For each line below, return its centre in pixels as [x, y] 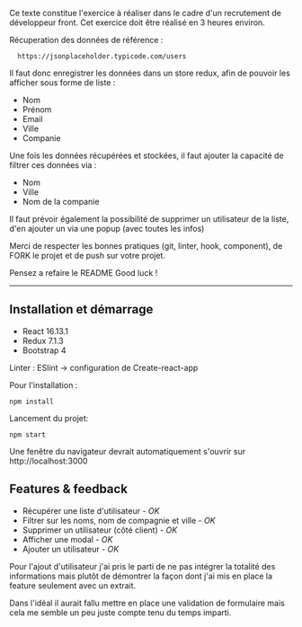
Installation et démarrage [81, 309]
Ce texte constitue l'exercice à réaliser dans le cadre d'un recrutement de [145, 13]
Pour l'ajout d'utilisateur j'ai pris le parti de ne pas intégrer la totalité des [142, 566]
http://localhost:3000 [49, 461]
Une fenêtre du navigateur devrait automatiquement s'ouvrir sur [127, 451]
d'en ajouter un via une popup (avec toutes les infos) [107, 229]
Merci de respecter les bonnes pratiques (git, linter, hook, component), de [146, 246]
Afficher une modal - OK [67, 539]
